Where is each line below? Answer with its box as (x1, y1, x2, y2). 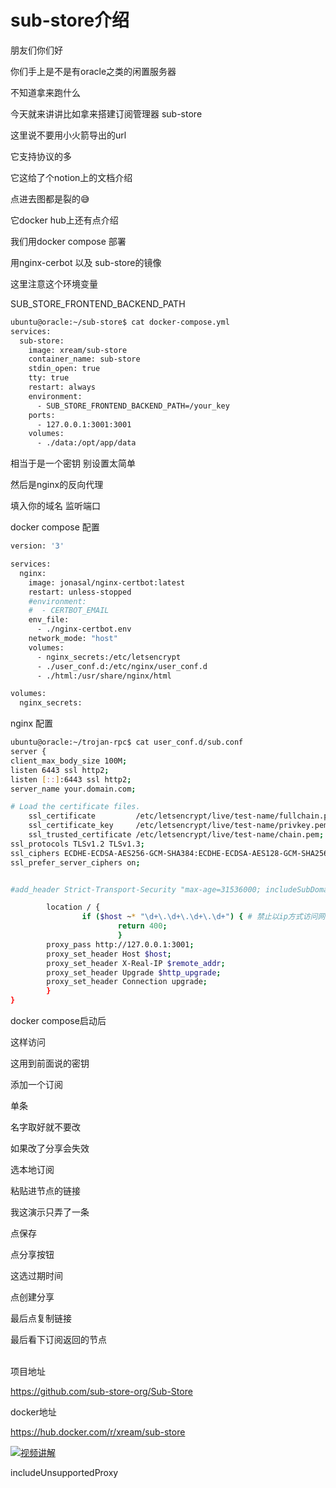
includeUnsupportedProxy (10, 1467, 119, 1479)
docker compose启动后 (10, 1015, 107, 1027)
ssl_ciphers (10, 848, 60, 858)
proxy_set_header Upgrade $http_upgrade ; (46, 967, 222, 978)
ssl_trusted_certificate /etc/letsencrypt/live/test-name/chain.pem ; (28, 830, 325, 840)
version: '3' (10, 541, 65, 551)
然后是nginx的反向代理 (10, 479, 104, 491)
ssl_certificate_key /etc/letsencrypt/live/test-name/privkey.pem (28, 821, 329, 831)
